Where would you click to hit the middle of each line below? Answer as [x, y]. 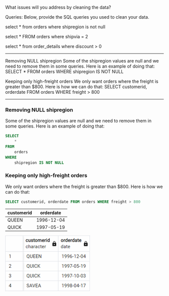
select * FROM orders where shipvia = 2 [47, 37]
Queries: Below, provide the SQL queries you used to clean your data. [77, 17]
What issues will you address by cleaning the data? [58, 7]
